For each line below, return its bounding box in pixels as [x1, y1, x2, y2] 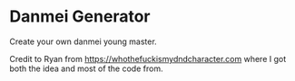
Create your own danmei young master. [9, 36, 157, 47]
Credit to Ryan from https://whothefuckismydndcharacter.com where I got [9, 53, 287, 64]
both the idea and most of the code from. [9, 63, 163, 74]
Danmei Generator [9, 6, 151, 27]
